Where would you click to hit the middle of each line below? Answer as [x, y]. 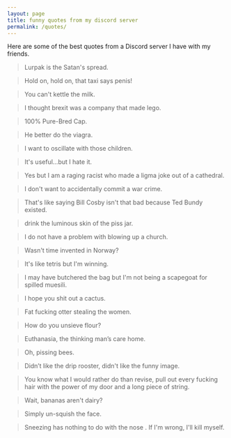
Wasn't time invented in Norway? [72, 250]
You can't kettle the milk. [59, 94]
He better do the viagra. [58, 135]
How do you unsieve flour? [63, 326]
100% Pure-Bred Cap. [56, 121]
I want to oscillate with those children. [79, 149]
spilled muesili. [46, 285]
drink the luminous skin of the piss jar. [79, 223]
